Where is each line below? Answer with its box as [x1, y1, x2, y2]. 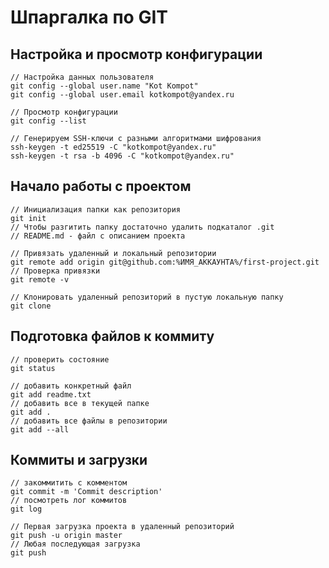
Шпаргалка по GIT [10, 6, 168, 29]
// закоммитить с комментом [10, 478, 128, 488]
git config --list [10, 116, 87, 126]
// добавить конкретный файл [10, 381, 132, 391]
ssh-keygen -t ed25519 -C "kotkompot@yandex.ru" [10, 142, 217, 152]
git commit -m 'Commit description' [10, 487, 163, 497]
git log [10, 504, 43, 515]
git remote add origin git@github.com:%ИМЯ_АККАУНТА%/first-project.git [10, 257, 320, 267]
